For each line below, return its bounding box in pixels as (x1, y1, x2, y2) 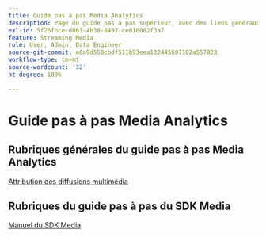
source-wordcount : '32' (8, 63, 87, 71)
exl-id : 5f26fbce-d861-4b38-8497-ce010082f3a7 (8, 26, 165, 34)
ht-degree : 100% (8, 71, 62, 78)
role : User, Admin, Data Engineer (8, 41, 123, 49)
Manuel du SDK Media (8, 220, 82, 230)
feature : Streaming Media (8, 33, 93, 42)
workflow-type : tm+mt (8, 56, 80, 64)
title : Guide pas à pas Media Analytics (8, 11, 144, 20)
